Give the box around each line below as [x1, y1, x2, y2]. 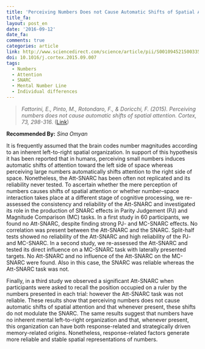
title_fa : [6, 15, 32, 21]
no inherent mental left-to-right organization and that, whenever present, [6, 316, 189, 323]
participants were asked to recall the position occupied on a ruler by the [6, 284, 187, 291]
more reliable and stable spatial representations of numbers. [6, 336, 158, 343]
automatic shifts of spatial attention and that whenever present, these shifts [6, 303, 196, 310]
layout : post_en [6, 20, 48, 26]
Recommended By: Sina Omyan [6, 130, 88, 138]
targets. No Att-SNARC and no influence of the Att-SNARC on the [6, 252, 171, 260]
